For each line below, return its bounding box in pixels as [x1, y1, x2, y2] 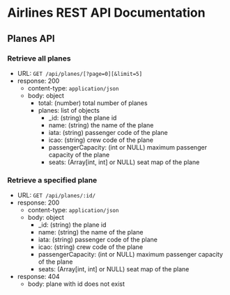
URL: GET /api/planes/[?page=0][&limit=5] [17, 69, 143, 77]
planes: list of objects [38, 106, 100, 114]
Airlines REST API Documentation [7, 5, 206, 21]
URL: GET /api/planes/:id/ [17, 191, 96, 200]
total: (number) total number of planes [38, 99, 148, 107]
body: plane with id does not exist [27, 280, 125, 288]
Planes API [7, 33, 55, 45]
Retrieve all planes [7, 54, 71, 63]
